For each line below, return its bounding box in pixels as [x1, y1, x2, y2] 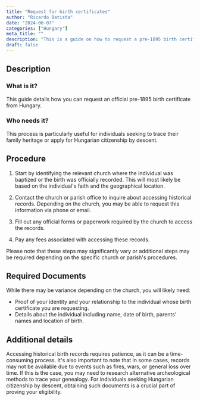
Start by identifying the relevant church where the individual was [14, 169, 174, 176]
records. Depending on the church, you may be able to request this [14, 200, 180, 207]
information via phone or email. [14, 206, 92, 213]
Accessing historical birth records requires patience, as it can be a [6, 350, 169, 358]
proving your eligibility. [6, 388, 62, 396]
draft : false [6, 42, 39, 48]
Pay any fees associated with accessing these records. [14, 236, 150, 243]
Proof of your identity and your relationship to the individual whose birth [14, 299, 192, 306]
